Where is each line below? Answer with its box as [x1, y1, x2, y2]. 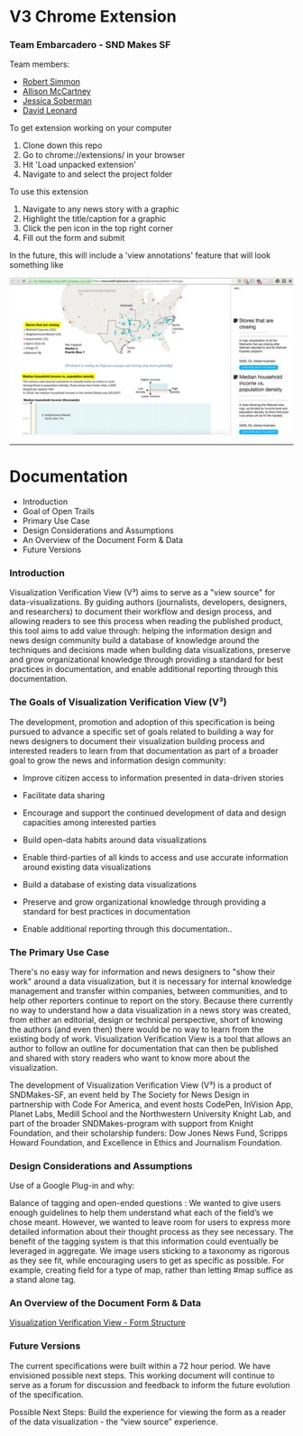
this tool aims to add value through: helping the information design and [9, 625, 272, 637]
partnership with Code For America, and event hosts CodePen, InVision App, [9, 1099, 294, 1109]
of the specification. [9, 1389, 84, 1400]
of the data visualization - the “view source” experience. [9, 1416, 218, 1427]
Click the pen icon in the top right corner [22, 223, 173, 234]
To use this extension [9, 187, 88, 198]
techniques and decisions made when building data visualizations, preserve [9, 645, 291, 656]
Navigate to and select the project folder [22, 169, 173, 179]
